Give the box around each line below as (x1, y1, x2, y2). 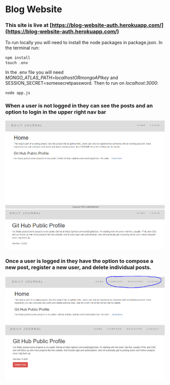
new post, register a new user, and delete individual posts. (5, 264, 152, 271)
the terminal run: (5, 45, 40, 51)
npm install (5, 55, 30, 60)
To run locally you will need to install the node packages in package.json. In (5, 40, 163, 46)
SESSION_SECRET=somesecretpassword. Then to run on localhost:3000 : (5, 80, 159, 86)
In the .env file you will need (5, 69, 64, 76)
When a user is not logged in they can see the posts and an (5, 102, 153, 110)
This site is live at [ (5, 22, 52, 29)
